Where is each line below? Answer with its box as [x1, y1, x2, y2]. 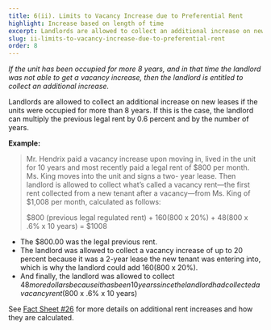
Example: [8, 138, 41, 148]
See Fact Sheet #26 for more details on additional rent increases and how [8, 304, 253, 314]
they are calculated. [8, 313, 74, 323]
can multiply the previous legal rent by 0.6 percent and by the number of [8, 114, 249, 124]
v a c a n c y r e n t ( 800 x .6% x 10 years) [19, 289, 138, 298]
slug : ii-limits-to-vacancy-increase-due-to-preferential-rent [8, 34, 226, 43]
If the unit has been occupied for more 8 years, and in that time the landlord [8, 64, 261, 74]
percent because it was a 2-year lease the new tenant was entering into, [19, 254, 261, 264]
